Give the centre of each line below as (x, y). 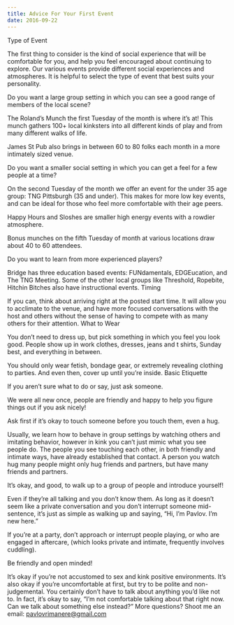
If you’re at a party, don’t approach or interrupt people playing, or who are (114, 534)
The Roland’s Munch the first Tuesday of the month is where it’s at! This (110, 118)
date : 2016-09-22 (32, 20)
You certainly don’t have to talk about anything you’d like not (133, 591)
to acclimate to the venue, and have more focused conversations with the (113, 308)
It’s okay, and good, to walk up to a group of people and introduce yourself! (115, 485)
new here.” (23, 521)
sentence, (22, 513)
